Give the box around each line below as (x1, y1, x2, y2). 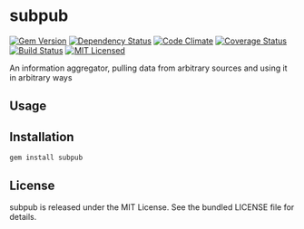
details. (9, 211, 37, 222)
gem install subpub (9, 153, 83, 163)
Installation (9, 129, 74, 145)
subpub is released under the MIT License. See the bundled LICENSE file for (9, 201, 295, 213)
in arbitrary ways (9, 72, 73, 82)
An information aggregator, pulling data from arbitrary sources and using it (9, 62, 288, 73)
